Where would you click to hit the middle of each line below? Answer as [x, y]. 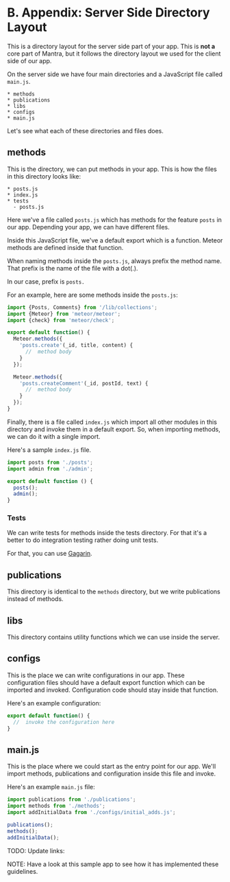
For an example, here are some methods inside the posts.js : [92, 295]
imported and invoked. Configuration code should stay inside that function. [113, 690]
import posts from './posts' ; [50, 462]
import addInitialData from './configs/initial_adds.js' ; [91, 813]
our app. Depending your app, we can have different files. [88, 227]
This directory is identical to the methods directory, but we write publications [114, 591]
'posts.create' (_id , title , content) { [76, 346]
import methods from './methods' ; [56, 806]
